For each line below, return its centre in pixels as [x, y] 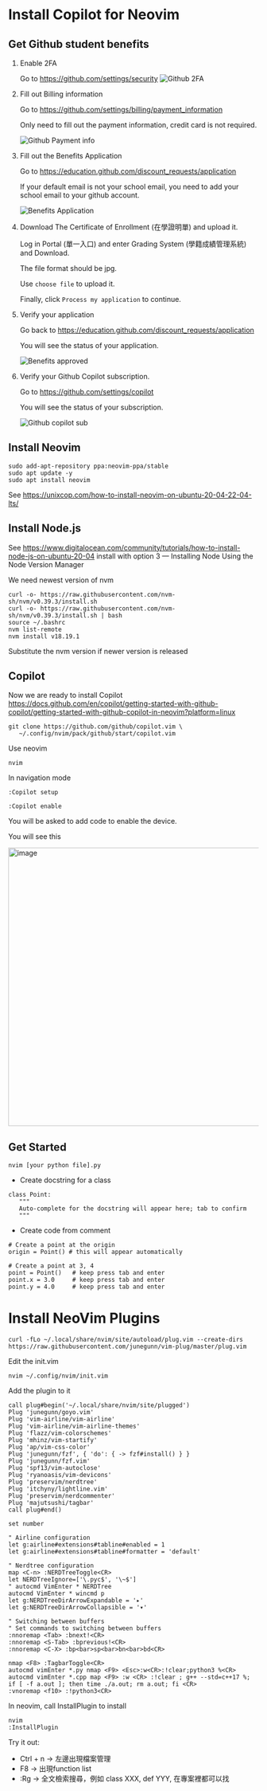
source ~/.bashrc [37, 622]
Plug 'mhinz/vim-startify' [53, 1440]
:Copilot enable [35, 806]
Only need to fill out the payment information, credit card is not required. [138, 125]
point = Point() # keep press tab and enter [87, 1273]
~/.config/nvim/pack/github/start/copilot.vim [97, 734]
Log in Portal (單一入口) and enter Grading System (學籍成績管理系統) [133, 244]
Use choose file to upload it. [67, 284]
